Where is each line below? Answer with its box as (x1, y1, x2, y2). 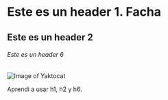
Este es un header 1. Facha (7, 4, 162, 20)
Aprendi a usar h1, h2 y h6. (7, 85, 82, 93)
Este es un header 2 (7, 32, 94, 43)
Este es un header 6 (7, 51, 64, 59)
